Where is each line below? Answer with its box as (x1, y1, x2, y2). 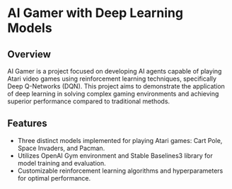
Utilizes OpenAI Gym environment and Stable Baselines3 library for (17, 151, 214, 160)
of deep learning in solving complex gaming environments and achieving (7, 90, 219, 98)
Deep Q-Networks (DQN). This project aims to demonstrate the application (7, 82, 225, 90)
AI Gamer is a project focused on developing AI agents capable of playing (7, 67, 222, 75)
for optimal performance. (17, 173, 91, 182)
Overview (7, 48, 52, 60)
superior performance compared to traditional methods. (7, 97, 170, 105)
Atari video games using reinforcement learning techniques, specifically (7, 74, 217, 83)
